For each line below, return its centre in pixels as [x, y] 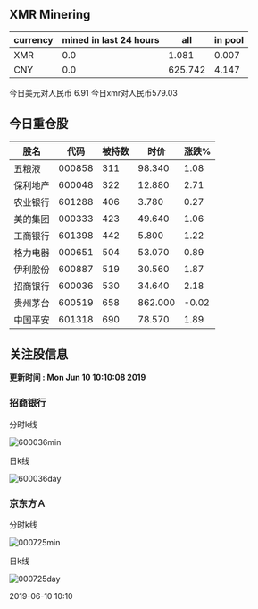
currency [33, 39]
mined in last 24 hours [111, 39]
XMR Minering [50, 15]
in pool [229, 39]
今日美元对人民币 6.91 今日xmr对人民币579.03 [94, 92]
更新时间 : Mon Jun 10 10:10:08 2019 [78, 377]
